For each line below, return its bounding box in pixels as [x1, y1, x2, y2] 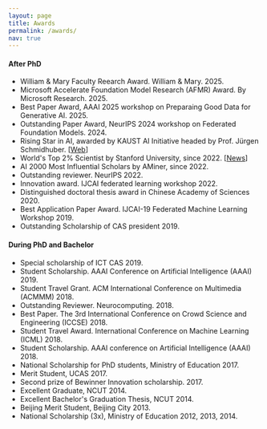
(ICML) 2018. [19, 334, 63, 344]
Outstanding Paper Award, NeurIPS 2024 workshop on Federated [19, 119, 237, 129]
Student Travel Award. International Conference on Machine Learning [19, 326, 249, 335]
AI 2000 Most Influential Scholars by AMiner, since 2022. [19, 162, 209, 172]
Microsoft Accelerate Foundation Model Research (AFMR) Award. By [19, 85, 247, 95]
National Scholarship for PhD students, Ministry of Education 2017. [19, 360, 240, 370]
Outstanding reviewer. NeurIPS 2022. [19, 170, 144, 180]
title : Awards [8, 19, 56, 27]
